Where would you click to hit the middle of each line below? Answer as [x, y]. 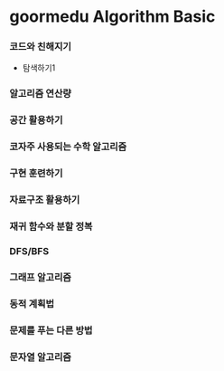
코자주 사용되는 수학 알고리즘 [68, 147]
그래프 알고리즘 [41, 277]
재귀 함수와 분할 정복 [51, 226]
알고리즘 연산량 [41, 94]
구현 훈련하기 [36, 174]
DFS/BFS [29, 251]
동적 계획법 [32, 303]
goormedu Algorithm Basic [112, 17]
